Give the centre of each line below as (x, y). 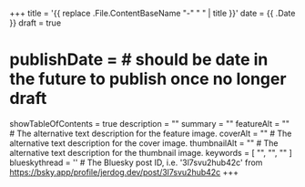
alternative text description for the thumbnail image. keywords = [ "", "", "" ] (151, 152)
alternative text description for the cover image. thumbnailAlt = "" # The (144, 143)
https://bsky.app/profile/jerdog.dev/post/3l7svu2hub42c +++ (124, 171)
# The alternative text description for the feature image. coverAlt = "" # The (151, 133)
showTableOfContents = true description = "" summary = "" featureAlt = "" (149, 123)
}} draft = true (36, 23)
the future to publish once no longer (148, 79)
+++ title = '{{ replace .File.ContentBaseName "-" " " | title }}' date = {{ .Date (152, 13)
